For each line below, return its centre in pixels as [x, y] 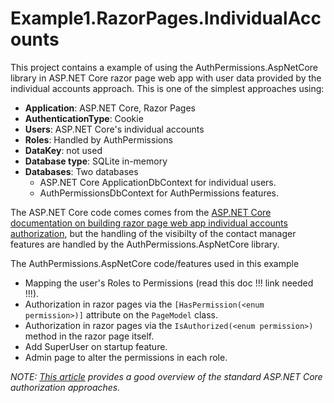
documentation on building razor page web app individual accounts [149, 223]
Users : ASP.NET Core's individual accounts [114, 129]
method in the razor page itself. [89, 336]
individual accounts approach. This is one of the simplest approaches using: [167, 88]
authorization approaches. [65, 387]
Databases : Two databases [81, 171]
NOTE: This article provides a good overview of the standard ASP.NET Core [166, 376]
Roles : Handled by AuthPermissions [98, 139]
